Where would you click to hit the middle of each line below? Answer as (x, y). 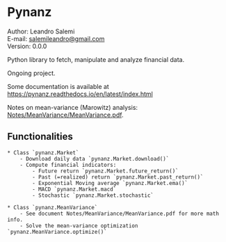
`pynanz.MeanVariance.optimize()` (57, 232)
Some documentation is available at (58, 86)
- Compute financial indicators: (68, 165)
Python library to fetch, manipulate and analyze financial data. (96, 59)
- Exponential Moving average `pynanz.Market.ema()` (110, 183)
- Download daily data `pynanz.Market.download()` (95, 159)
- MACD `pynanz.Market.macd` (74, 189)
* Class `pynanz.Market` (43, 153)
